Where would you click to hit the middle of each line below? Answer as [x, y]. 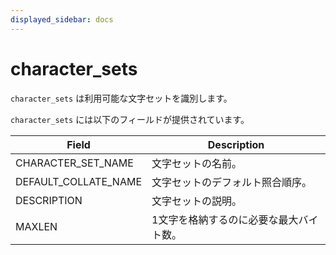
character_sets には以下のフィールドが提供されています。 [130, 119]
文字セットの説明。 [197, 201]
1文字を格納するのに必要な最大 [225, 219]
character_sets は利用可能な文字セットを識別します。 [121, 98]
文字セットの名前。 [197, 163]
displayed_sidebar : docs [62, 19]
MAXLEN [36, 226]
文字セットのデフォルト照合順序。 [232, 182]
